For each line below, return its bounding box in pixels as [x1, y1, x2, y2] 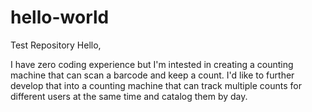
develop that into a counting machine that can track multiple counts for [10, 79, 302, 91]
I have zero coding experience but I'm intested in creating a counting [10, 58, 294, 70]
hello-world [10, 6, 110, 29]
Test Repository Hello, [10, 39, 102, 51]
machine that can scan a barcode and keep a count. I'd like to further [10, 69, 295, 81]
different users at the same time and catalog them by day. [10, 90, 248, 102]
